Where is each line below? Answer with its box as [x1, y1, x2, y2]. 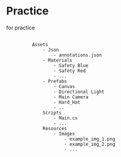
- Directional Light [53, 89, 105, 95]
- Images [53, 131, 75, 137]
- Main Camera [53, 94, 89, 100]
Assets [32, 41, 49, 47]
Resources [43, 125, 67, 131]
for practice [6, 24, 35, 31]
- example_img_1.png [63, 136, 116, 142]
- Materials [43, 57, 73, 64]
